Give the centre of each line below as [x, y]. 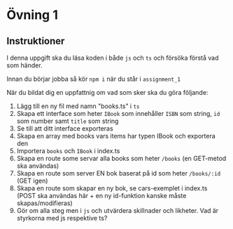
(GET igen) [32, 181]
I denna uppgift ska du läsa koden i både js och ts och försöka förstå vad [113, 58]
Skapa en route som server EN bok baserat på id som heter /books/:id [119, 173]
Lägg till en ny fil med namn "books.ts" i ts [78, 106]
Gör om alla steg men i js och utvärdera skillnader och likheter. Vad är [118, 210]
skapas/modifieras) [44, 203]
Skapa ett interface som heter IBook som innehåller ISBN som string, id [118, 113]
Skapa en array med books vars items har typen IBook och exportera [116, 136]
